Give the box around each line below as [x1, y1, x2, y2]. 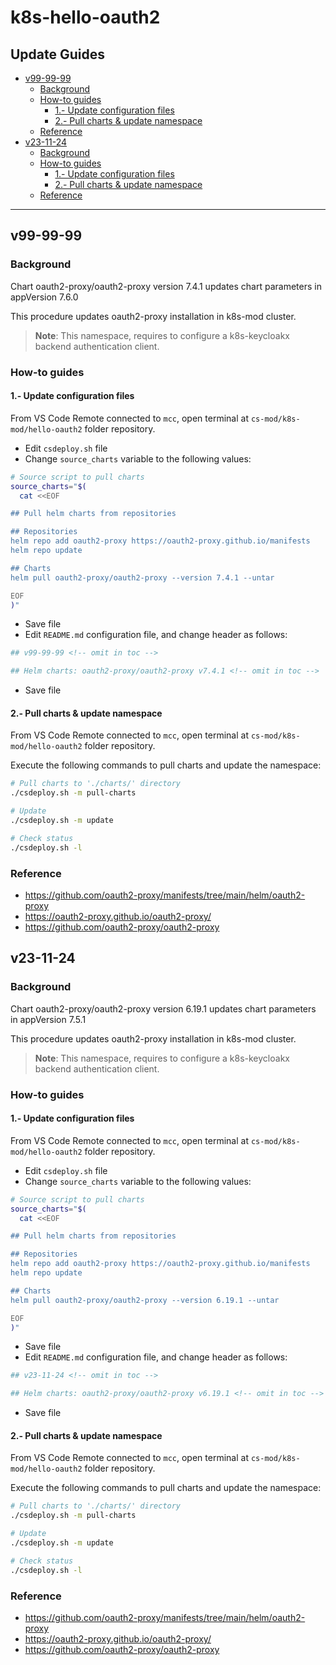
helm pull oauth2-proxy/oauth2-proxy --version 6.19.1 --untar [10, 1295, 280, 1305]
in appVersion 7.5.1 [10, 1013, 87, 1025]
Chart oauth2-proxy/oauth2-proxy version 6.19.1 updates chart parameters [10, 1002, 317, 1015]
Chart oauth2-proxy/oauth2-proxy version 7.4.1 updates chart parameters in [10, 280, 322, 292]
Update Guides [10, 46, 106, 63]
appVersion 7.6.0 [10, 291, 79, 303]
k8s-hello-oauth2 [10, 6, 161, 29]
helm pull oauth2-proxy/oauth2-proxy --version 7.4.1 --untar [10, 572, 275, 583]
